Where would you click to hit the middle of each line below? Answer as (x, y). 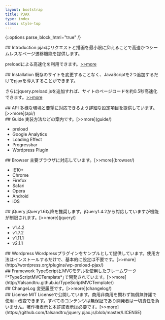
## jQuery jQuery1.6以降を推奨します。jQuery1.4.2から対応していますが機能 (82, 212)
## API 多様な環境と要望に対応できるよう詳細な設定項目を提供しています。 (81, 108)
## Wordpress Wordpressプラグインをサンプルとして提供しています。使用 (81, 254)
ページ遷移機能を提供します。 (52, 54)
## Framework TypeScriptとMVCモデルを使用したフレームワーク (71, 271)
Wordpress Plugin (30, 150)
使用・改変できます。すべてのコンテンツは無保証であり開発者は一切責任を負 (82, 301)
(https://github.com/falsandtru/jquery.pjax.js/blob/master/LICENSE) (73, 313)
